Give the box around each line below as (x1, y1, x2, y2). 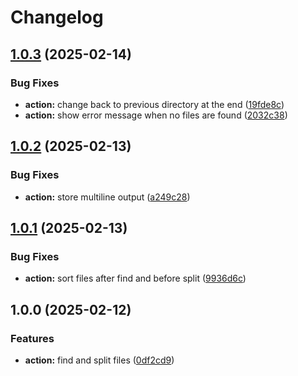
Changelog (10, 6, 104, 29)
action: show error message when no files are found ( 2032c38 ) (24, 109, 288, 121)
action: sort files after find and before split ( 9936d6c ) (24, 272, 247, 285)
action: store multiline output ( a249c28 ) (24, 191, 191, 203)
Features (10, 331, 55, 345)
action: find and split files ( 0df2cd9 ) (24, 354, 175, 366)
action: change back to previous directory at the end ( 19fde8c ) (24, 98, 285, 110)
